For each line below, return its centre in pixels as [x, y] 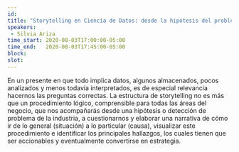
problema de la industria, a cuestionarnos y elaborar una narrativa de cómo [118, 118]
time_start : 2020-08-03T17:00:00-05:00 [67, 40]
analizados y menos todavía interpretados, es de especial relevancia [108, 88]
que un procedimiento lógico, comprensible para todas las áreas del [107, 103]
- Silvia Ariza [33, 34]
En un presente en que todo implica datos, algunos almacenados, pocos [113, 80]
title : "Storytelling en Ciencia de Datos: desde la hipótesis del [110, 21]
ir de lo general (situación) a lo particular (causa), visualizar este [101, 126]
